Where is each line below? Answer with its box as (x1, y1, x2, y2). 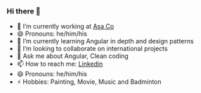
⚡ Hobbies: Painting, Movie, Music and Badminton (16, 78, 162, 86)
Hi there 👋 (6, 6, 41, 16)
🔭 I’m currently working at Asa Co (16, 22, 115, 31)
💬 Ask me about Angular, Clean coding (16, 52, 129, 60)
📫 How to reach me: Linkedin (16, 59, 103, 69)
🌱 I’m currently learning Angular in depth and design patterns (16, 37, 194, 45)
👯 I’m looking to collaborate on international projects (16, 45, 168, 53)
